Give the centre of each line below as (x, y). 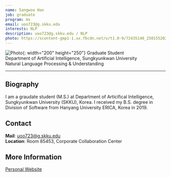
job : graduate (20, 15)
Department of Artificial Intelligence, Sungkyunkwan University (71, 58)
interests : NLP (21, 29)
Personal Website (24, 169)
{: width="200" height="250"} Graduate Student (73, 53)
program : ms (18, 19)
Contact (18, 123)
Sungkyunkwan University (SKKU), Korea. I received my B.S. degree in (79, 102)
